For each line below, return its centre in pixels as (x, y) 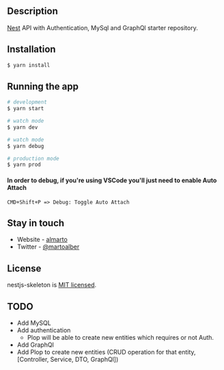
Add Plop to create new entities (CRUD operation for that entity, (106, 351)
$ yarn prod (24, 165)
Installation (31, 50)
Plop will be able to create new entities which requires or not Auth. (120, 337)
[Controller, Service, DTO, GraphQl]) (68, 359)
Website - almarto (42, 240)
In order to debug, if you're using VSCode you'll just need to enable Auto (112, 180)
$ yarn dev (23, 127)
